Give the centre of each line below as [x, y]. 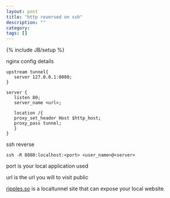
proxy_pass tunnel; [38, 124]
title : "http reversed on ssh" [44, 17]
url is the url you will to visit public [47, 177]
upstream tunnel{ [27, 72]
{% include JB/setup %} [35, 50]
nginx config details [30, 62]
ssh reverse [20, 145]
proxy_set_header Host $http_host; [57, 118]
